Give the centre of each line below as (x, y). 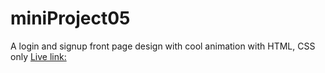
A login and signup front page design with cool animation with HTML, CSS (163, 46)
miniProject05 (70, 18)
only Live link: (38, 56)
